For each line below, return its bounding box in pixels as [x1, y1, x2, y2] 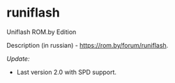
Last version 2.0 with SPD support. [16, 68, 116, 76]
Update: [6, 54, 30, 63]
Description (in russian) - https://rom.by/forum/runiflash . [6, 41, 169, 49]
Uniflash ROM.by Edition [6, 28, 77, 36]
